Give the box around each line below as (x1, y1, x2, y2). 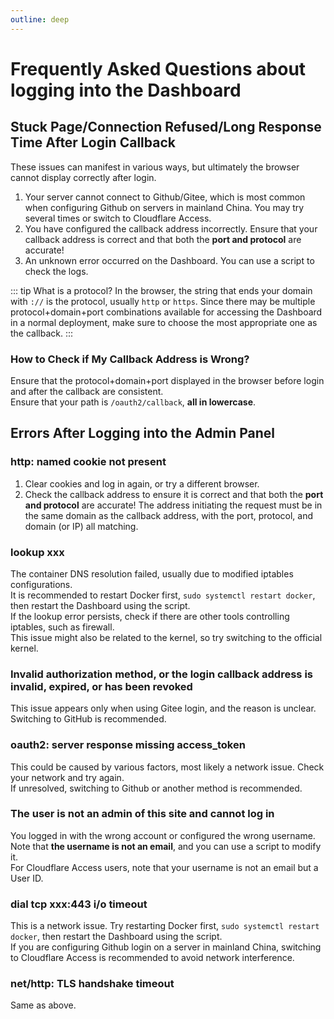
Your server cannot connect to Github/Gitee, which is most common (24, 191, 306, 203)
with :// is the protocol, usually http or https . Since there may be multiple (10, 295, 316, 307)
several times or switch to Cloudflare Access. (24, 212, 212, 224)
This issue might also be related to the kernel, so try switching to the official (10, 631, 323, 643)
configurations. (10, 578, 73, 590)
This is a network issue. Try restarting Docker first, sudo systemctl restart (10, 920, 320, 932)
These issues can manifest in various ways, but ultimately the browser (10, 161, 300, 173)
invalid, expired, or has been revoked (10, 679, 193, 693)
